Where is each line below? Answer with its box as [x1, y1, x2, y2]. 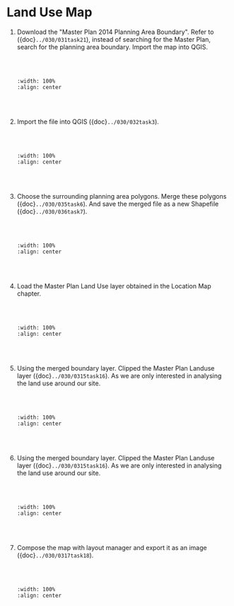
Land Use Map [6, 4, 93, 21]
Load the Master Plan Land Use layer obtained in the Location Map [16, 281, 211, 290]
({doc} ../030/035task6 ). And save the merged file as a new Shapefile [16, 199, 219, 208]
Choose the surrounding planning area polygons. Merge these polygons [16, 192, 227, 200]
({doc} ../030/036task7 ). [16, 206, 88, 216]
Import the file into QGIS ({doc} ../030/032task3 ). [16, 117, 160, 126]
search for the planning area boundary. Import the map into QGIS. [16, 42, 209, 51]
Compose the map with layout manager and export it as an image [16, 543, 207, 552]
